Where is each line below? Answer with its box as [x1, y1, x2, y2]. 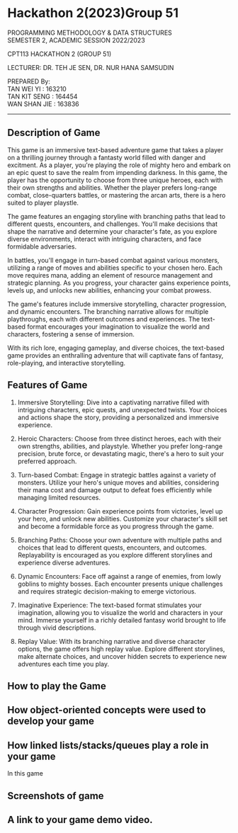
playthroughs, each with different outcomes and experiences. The [7, 314, 200, 323]
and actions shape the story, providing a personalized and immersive [17, 413, 220, 421]
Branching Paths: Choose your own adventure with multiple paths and [17, 535, 222, 544]
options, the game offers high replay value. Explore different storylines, [17, 645, 225, 653]
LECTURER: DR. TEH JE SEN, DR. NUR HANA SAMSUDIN [7, 63, 174, 72]
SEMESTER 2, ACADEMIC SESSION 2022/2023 [7, 35, 145, 44]
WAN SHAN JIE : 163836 [7, 99, 79, 108]
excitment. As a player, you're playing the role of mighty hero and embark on [7, 161, 231, 169]
